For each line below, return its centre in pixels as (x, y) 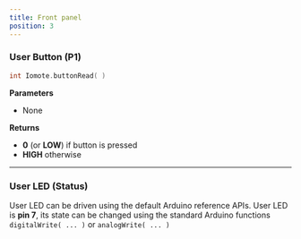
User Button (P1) (46, 57)
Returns (25, 127)
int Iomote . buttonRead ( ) (57, 76)
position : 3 (31, 26)
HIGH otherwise (52, 154)
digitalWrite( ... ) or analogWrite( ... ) (90, 224)
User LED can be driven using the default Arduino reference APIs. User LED (149, 205)
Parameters (31, 93)
